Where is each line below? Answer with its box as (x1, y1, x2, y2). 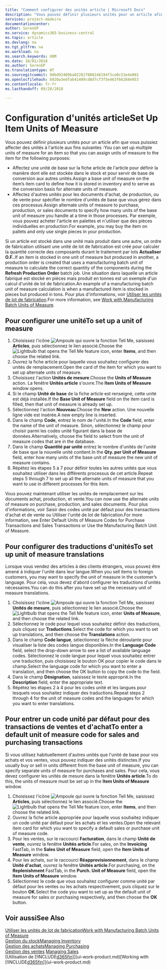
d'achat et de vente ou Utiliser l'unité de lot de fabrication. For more (5, 512, 143, 518)
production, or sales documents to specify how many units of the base (12, 207, 158, 213)
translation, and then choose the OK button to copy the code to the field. (12, 669, 161, 675)
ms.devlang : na (5, 40, 37, 45)
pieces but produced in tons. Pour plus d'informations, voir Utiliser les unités (5, 291, 162, 297)
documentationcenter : (5, 21, 50, 26)
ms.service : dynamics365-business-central (5, 30, 94, 35)
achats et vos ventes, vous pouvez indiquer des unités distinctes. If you (5, 757, 151, 763)
